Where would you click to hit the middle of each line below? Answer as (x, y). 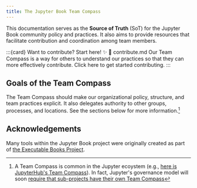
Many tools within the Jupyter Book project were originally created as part (96, 143)
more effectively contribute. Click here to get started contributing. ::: (89, 64)
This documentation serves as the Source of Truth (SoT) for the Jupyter (93, 28)
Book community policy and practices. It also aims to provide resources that (98, 34)
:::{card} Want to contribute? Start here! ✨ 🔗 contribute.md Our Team (89, 52)
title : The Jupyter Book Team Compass (53, 11)
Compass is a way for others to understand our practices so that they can (95, 59)
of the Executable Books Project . (45, 149)
